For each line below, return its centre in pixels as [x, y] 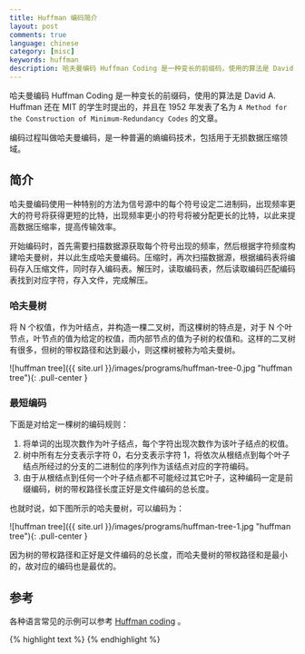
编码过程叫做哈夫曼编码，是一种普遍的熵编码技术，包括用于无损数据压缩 [144, 137]
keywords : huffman [44, 60]
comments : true [38, 35]
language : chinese [44, 43]
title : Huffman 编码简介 [54, 18]
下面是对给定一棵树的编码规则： [69, 424]
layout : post [34, 26]
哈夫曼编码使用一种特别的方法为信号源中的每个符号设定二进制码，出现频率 [148, 203]
